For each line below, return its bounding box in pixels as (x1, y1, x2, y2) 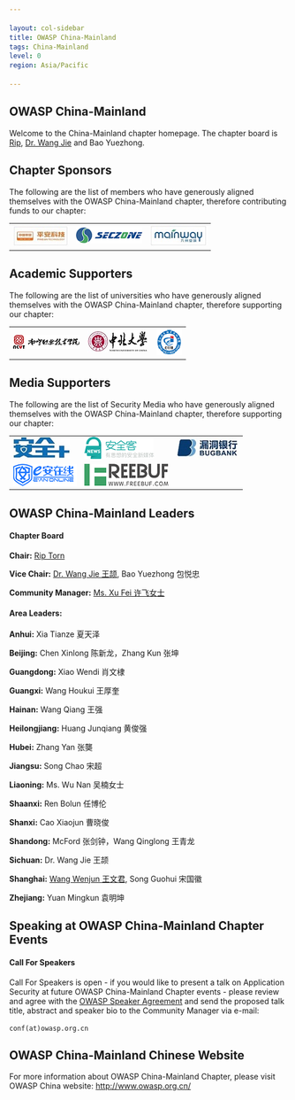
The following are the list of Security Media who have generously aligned (9, 399, 276, 409)
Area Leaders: (9, 608, 63, 619)
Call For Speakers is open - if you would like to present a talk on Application (9, 977, 285, 988)
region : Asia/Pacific (9, 61, 89, 70)
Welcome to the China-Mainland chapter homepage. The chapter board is (9, 128, 278, 138)
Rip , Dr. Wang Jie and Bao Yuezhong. (9, 137, 146, 148)
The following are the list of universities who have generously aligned (9, 290, 261, 300)
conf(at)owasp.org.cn (9, 1024, 89, 1033)
